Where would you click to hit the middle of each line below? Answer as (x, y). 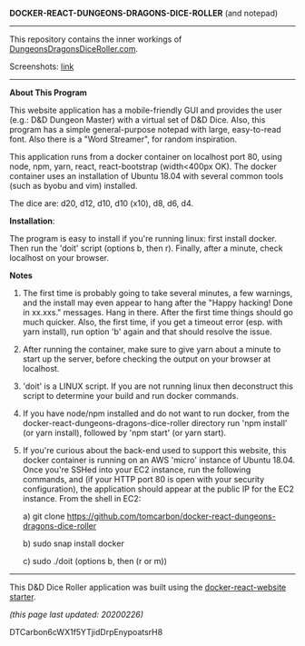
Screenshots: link (42, 66)
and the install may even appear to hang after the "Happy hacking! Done (157, 303)
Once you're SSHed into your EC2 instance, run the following (137, 470)
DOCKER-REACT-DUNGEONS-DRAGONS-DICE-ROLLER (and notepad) (144, 13)
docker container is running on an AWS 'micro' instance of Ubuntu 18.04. (159, 460)
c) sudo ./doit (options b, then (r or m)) (95, 561)
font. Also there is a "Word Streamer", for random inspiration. (123, 139)
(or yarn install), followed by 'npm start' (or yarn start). (124, 432)
